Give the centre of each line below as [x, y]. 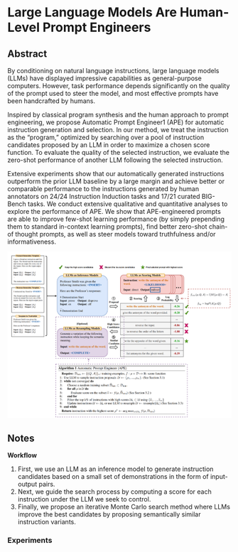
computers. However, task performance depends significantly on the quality [119, 86]
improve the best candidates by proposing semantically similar [109, 514]
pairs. [47, 485]
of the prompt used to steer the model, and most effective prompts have [113, 93]
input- [219, 477]
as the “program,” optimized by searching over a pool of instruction [106, 137]
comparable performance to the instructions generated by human [103, 189]
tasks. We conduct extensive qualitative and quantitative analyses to [128, 204]
